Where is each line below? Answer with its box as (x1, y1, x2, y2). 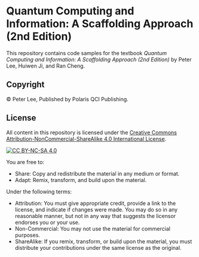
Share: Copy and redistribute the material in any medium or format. (14, 170, 180, 177)
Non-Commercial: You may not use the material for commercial (14, 225, 170, 232)
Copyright (6, 80, 45, 90)
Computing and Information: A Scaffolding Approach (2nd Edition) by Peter (6, 56, 192, 63)
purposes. (14, 231, 41, 238)
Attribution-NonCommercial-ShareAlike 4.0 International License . (6, 135, 167, 142)
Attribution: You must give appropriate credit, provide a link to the (14, 199, 176, 207)
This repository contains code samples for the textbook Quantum (6, 49, 167, 56)
